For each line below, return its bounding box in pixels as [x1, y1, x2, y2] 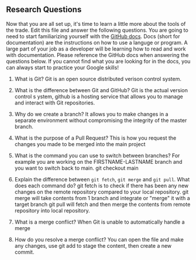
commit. [14, 248, 35, 255]
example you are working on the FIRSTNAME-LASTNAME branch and [14, 158, 183, 165]
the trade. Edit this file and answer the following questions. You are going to [6, 26, 188, 33]
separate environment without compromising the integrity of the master [14, 117, 187, 124]
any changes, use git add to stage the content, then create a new [14, 242, 172, 249]
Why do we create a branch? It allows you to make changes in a [14, 110, 169, 117]
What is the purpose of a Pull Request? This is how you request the [14, 134, 177, 141]
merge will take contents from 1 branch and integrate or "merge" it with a [14, 194, 190, 201]
